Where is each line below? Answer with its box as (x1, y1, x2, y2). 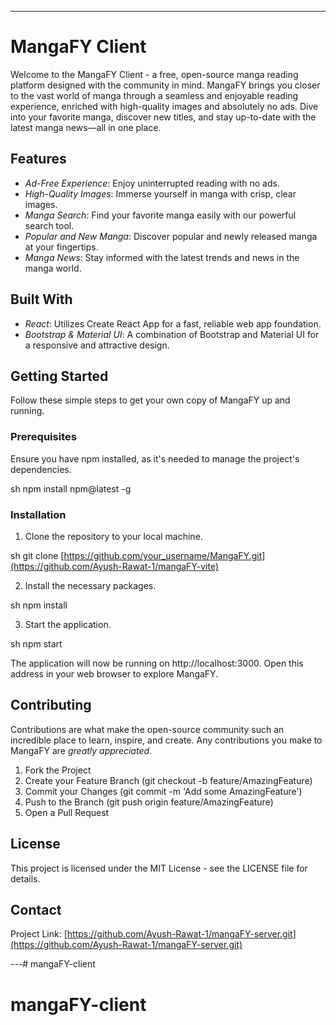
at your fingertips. (24, 241, 99, 253)
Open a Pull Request (24, 806, 110, 818)
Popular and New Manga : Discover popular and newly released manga (24, 230, 318, 242)
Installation (10, 507, 67, 521)
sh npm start (10, 637, 63, 650)
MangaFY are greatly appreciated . (10, 744, 153, 756)
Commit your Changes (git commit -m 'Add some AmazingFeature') (24, 785, 303, 797)
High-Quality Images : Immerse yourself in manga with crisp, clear (24, 187, 297, 200)
